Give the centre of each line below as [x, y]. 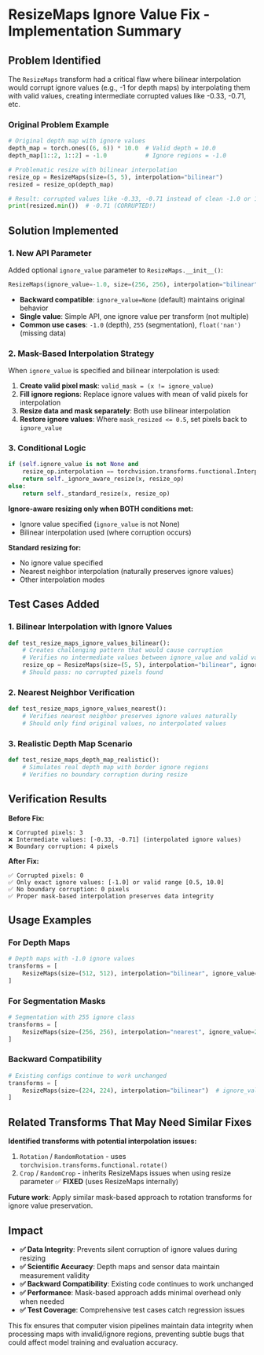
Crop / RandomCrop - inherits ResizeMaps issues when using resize [125, 1173]
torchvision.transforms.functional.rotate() [93, 1166]
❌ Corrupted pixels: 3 [46, 832]
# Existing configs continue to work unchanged [88, 1075]
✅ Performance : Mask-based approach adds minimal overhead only [130, 1292]
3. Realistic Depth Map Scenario [70, 743]
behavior [34, 308]
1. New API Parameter [50, 253]
